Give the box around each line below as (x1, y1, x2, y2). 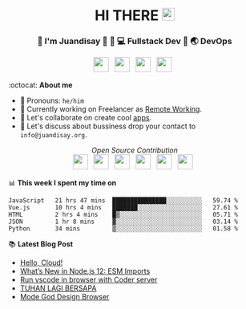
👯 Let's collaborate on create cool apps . (19, 113, 152, 123)
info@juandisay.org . (19, 130, 87, 140)
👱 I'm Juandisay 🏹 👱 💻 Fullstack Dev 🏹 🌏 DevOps (37, 35, 232, 47)
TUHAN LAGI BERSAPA (19, 283, 97, 293)
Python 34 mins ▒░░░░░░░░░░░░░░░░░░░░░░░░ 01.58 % (8, 225, 239, 233)
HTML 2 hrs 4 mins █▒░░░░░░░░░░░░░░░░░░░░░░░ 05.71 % (8, 211, 239, 219)
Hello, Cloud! (19, 258, 63, 267)
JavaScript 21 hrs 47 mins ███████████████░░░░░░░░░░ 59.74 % (8, 197, 239, 205)
